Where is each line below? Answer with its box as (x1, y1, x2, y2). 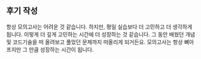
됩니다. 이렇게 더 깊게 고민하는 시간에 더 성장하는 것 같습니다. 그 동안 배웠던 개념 (6, 30, 196, 38)
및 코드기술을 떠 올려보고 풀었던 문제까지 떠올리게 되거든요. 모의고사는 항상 (6, 38, 183, 46)
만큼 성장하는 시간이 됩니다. (29, 46, 94, 53)
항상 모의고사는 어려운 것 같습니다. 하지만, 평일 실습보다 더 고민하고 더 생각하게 (6, 23, 192, 30)
